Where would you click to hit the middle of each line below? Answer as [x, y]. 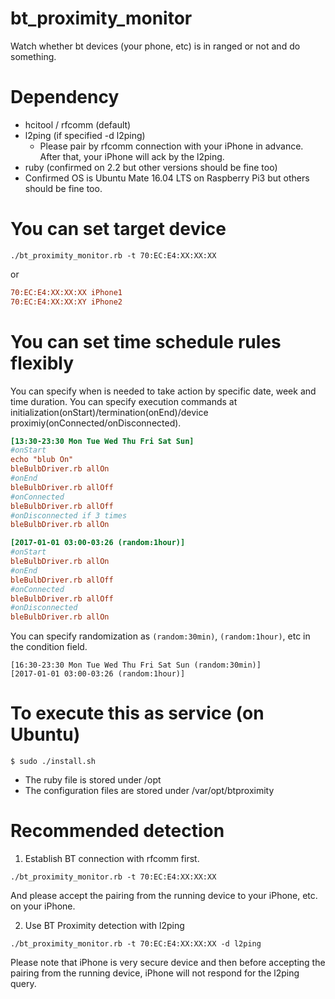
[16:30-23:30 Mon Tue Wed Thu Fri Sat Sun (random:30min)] [136, 665]
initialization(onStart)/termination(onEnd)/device [109, 412]
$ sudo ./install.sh [53, 762]
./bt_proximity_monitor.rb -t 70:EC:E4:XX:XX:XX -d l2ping [136, 944]
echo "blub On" [42, 460]
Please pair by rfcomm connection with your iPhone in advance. [171, 146]
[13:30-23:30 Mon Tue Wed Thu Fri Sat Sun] [102, 441]
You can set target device [118, 229]
